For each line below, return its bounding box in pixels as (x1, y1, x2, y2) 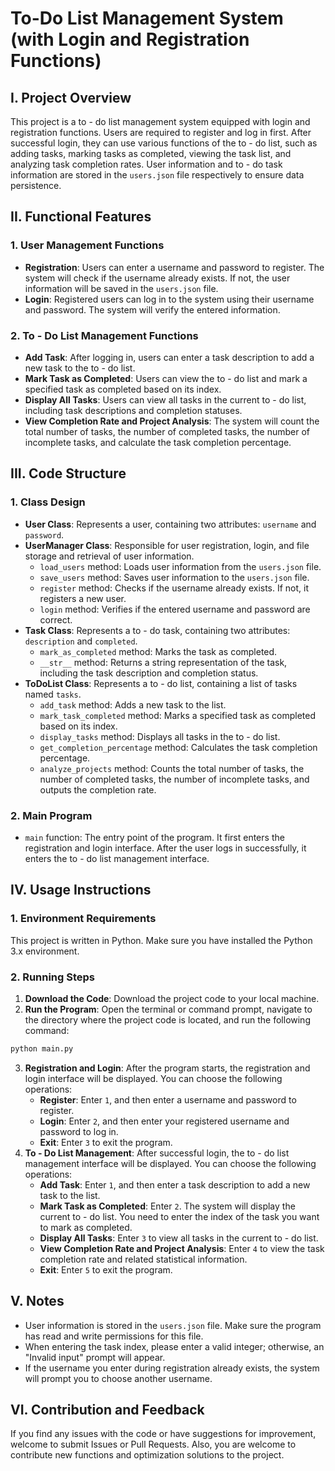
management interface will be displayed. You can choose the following (24, 1157, 317, 1169)
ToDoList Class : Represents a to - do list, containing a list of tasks (24, 677, 298, 689)
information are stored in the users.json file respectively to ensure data (10, 169, 305, 181)
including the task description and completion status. (39, 667, 259, 679)
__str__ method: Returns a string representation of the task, (39, 656, 288, 668)
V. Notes (10, 1293, 65, 1310)
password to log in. (39, 1125, 119, 1137)
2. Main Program (10, 808, 93, 822)
